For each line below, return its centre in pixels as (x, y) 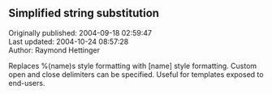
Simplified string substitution (84, 13)
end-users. (27, 83)
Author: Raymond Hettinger (54, 50)
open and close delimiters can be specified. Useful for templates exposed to (136, 74)
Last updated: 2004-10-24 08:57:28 (69, 41)
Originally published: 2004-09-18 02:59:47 (80, 32)
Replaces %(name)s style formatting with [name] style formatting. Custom (133, 66)
